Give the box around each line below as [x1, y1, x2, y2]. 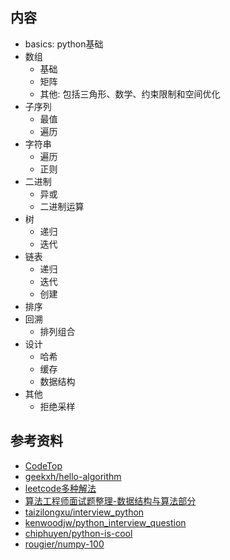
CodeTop [24, 459, 63, 472]
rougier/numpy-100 [24, 538, 105, 550]
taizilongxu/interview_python [24, 506, 145, 518]
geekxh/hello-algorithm [24, 470, 122, 482]
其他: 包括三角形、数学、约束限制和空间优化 [39, 88, 221, 100]
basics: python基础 [24, 38, 104, 50]
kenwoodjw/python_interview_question [24, 516, 187, 528]
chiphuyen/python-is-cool [24, 527, 133, 539]
